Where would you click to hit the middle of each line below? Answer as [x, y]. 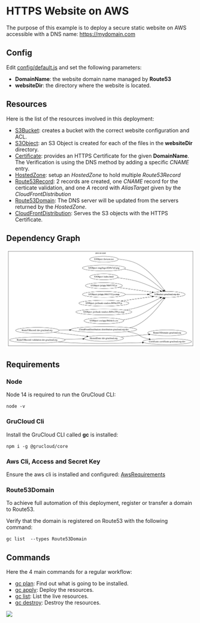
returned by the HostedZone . [51, 207]
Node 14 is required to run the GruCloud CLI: [61, 395]
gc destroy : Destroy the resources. [58, 603]
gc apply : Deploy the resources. [54, 590]
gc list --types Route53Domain [46, 539]
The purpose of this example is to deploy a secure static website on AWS [96, 28]
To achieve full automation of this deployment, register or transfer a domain [99, 503]
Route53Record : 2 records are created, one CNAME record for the [96, 181]
